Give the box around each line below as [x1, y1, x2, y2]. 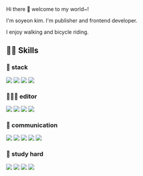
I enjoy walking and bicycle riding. [6, 28, 89, 35]
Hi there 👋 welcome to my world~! [6, 6, 89, 12]
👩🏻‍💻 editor [6, 92, 37, 100]
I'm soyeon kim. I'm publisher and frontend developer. [6, 17, 138, 24]
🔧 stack [6, 63, 28, 71]
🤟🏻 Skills [6, 45, 39, 56]
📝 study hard [6, 150, 44, 158]
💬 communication [6, 121, 58, 129]
